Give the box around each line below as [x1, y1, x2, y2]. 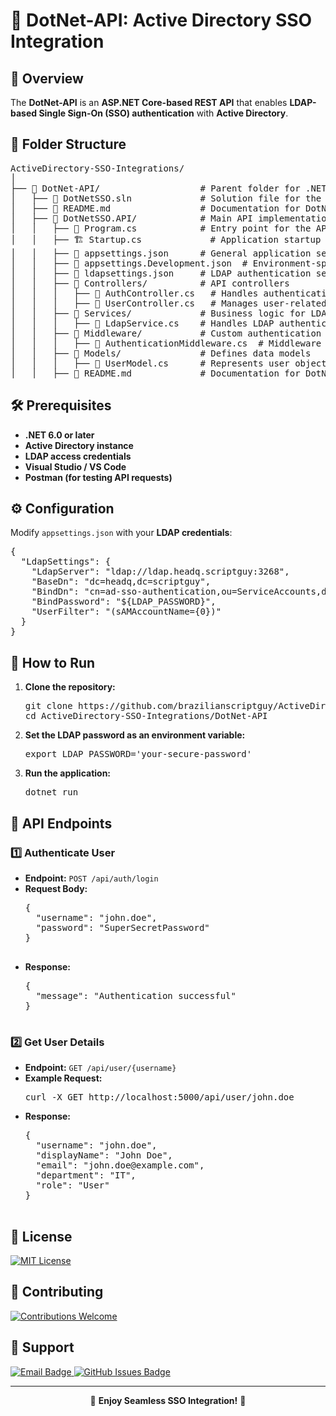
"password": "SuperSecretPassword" [35, 922, 210, 933]
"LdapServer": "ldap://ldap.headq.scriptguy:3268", [31, 566, 290, 578]
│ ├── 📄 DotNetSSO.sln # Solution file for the [10, 192, 322, 204]
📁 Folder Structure [10, 136, 127, 153]
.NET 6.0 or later [24, 429, 95, 441]
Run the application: [24, 767, 112, 779]
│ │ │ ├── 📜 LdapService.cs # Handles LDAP [10, 317, 275, 329]
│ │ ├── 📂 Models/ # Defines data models [10, 347, 312, 359]
